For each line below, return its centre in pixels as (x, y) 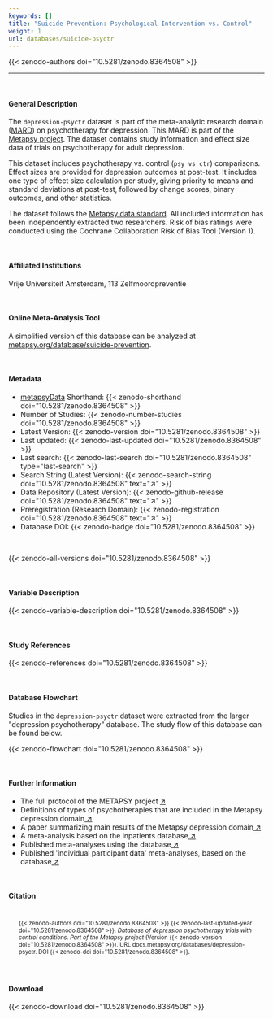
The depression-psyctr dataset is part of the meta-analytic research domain (136, 122)
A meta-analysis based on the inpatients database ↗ (108, 835)
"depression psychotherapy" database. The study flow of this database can (135, 724)
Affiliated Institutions (45, 266)
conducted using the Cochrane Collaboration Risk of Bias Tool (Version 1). (132, 231)
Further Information (43, 783)
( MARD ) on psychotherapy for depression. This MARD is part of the (121, 130)
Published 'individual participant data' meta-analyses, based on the (133, 853)
